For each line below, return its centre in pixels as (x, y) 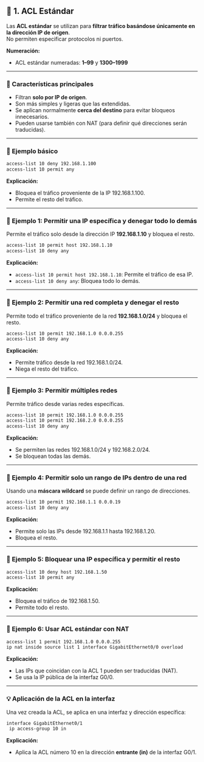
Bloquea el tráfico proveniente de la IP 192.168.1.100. (80, 193)
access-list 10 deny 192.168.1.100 (51, 164)
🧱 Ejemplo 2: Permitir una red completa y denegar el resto (93, 302)
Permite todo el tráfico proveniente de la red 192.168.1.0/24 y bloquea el (97, 316)
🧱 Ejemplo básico (32, 151)
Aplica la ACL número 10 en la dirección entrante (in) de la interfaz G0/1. (106, 752)
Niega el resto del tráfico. (47, 369)
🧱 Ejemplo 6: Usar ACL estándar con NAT (68, 629)
